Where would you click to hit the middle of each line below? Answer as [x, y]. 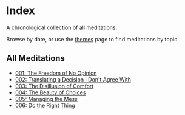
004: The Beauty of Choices [50, 92]
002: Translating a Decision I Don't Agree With [73, 79]
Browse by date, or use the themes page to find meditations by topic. [92, 39]
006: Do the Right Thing [45, 105]
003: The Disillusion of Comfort [54, 86]
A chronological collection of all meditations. [62, 27]
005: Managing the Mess [46, 99]
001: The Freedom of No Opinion [56, 73]
